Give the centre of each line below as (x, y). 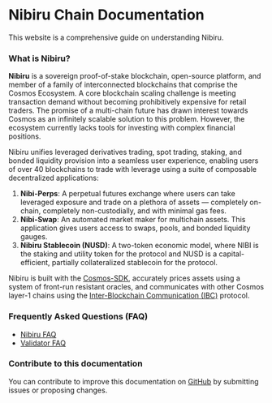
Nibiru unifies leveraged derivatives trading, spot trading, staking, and (125, 152)
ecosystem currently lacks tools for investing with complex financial (122, 128)
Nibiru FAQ (38, 334)
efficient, (35, 263)
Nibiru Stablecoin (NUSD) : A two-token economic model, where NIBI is (139, 246)
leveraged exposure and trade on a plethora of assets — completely (134, 202)
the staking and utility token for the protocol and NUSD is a (119, 254)
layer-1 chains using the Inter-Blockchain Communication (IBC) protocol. (129, 296)
